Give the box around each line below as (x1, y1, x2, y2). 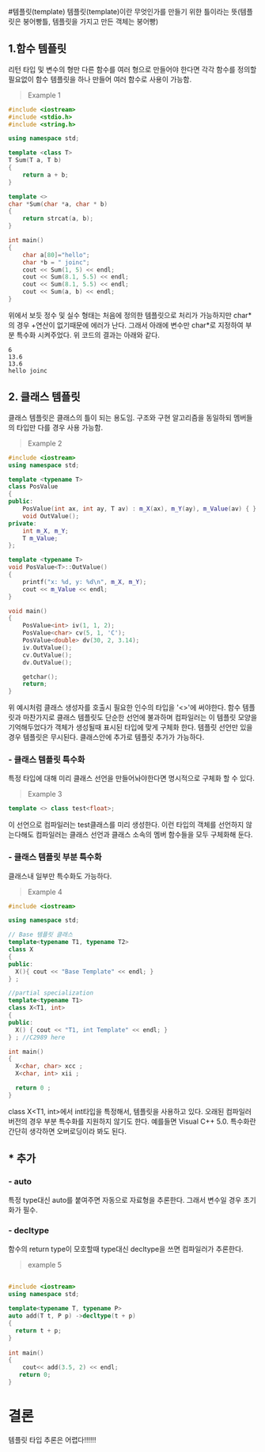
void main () (8, 607, 47, 615)
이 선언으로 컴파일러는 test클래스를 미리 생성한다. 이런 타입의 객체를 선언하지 (8, 820, 244, 829)
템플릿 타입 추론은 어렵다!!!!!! (8, 1435, 97, 1444)
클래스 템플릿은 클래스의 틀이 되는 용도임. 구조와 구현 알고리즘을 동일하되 (8, 412, 232, 422)
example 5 (27, 1260, 62, 1269)
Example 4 (27, 887, 63, 897)
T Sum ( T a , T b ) (8, 157, 62, 165)
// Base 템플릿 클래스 (8, 931, 74, 939)
